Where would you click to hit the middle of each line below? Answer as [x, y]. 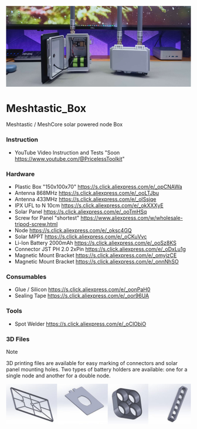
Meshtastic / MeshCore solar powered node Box [64, 124]
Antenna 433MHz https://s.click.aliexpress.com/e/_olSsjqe [85, 200]
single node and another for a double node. [58, 376]
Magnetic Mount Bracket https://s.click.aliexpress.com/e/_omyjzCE [96, 255]
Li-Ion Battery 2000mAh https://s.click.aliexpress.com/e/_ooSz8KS [96, 243]
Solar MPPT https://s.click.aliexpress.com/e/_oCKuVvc [81, 237]
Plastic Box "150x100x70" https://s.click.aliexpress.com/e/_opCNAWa [98, 187]
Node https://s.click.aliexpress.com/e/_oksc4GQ [73, 231]
